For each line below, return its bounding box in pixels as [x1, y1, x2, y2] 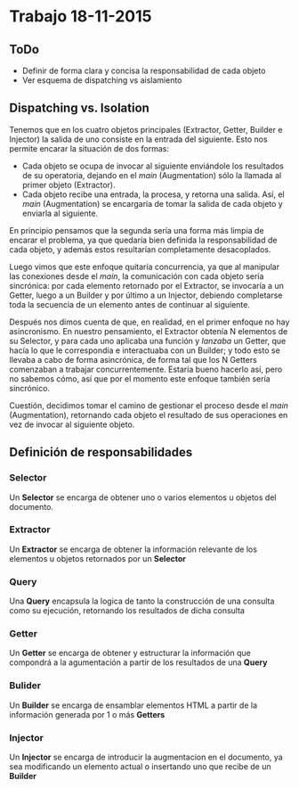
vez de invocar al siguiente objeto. [9, 419, 135, 430]
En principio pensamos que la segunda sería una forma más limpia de [9, 225, 264, 235]
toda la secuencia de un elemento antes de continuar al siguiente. [9, 299, 251, 309]
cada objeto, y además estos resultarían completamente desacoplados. [9, 243, 271, 255]
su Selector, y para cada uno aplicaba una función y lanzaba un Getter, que [9, 335, 287, 346]
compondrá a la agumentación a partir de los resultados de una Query [9, 657, 268, 668]
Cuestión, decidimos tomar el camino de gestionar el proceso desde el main [9, 399, 289, 411]
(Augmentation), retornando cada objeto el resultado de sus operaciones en [9, 409, 288, 420]
